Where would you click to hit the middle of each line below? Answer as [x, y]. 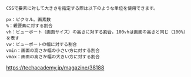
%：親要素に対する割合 [29, 26]
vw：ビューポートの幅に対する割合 [42, 44]
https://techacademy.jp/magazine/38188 [55, 68]
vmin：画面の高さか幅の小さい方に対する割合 [53, 51]
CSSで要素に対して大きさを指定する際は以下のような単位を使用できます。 [82, 8]
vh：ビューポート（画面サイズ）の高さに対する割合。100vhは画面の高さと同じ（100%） [97, 32]
